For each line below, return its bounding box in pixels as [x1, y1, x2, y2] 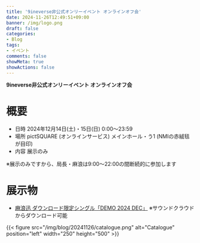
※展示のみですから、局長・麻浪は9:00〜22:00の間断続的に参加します [6, 161, 177, 168]
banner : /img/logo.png [6, 20, 63, 26]
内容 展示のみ [14, 147, 48, 155]
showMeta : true [6, 59, 44, 64]
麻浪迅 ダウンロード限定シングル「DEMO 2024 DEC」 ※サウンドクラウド [14, 204, 195, 212]
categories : [6, 31, 36, 37]
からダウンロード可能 [14, 212, 67, 219]
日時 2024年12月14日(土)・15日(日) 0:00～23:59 [14, 125, 133, 133]
